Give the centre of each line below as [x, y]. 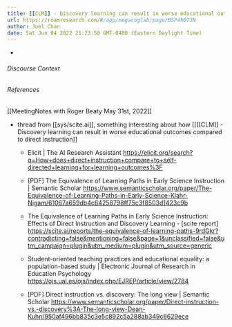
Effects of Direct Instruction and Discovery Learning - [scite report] [123, 224]
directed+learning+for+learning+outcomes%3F [95, 167]
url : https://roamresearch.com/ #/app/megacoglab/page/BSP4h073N [101, 20]
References [23, 90]
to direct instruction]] [47, 140]
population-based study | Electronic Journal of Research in [111, 266]
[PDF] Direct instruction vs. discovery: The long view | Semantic [118, 295]
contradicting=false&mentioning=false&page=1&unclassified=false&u [126, 239]
